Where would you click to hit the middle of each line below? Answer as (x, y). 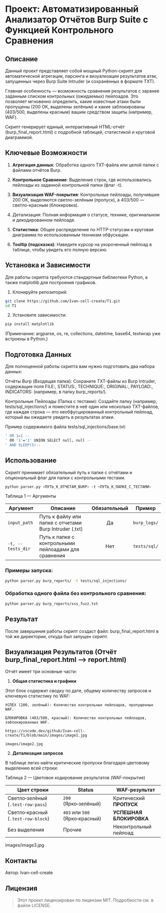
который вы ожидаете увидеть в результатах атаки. (60, 417)
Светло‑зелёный (28, 798)
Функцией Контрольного (59, 30)
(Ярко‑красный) (82, 819)
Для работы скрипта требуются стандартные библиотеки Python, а (77, 277)
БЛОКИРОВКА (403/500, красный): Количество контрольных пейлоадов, (76, 718)
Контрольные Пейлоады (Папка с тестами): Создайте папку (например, (81, 402)
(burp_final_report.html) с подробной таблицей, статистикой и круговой (80, 132)
